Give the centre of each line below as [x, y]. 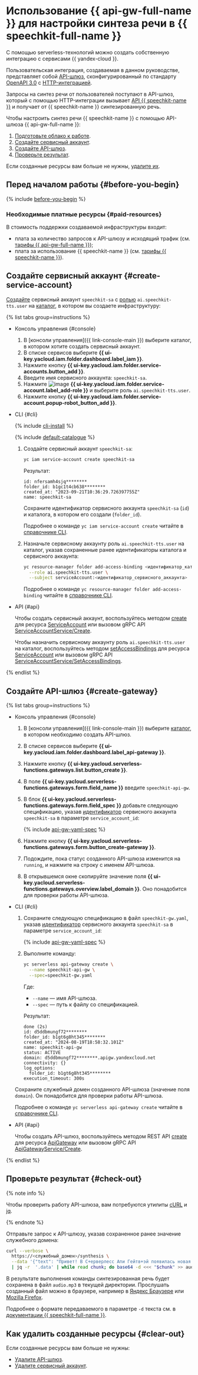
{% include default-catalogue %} [55, 437]
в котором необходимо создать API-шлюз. [77, 734]
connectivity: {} [45, 1063]
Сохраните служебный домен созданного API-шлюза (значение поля [102, 1089]
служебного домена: [32, 1240]
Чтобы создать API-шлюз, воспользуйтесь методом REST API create [101, 1136]
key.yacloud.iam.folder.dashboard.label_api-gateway [91, 752]
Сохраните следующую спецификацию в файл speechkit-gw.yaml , [106, 918]
